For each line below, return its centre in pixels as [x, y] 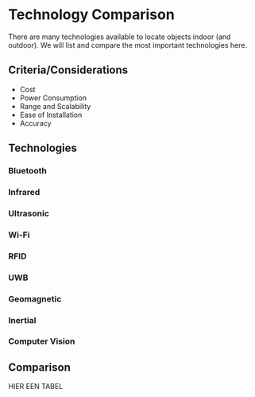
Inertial [22, 320]
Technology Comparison [91, 15]
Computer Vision [42, 341]
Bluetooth [28, 171]
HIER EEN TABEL [36, 387]
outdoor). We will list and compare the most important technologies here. [128, 45]
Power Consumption [53, 98]
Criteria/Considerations [68, 70]
